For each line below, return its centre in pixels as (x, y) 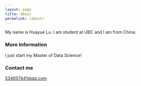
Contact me (19, 68)
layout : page (18, 9)
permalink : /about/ (25, 18)
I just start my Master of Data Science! (43, 55)
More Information (26, 45)
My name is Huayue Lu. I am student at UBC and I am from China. (71, 32)
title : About (18, 14)
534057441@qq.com (26, 78)
